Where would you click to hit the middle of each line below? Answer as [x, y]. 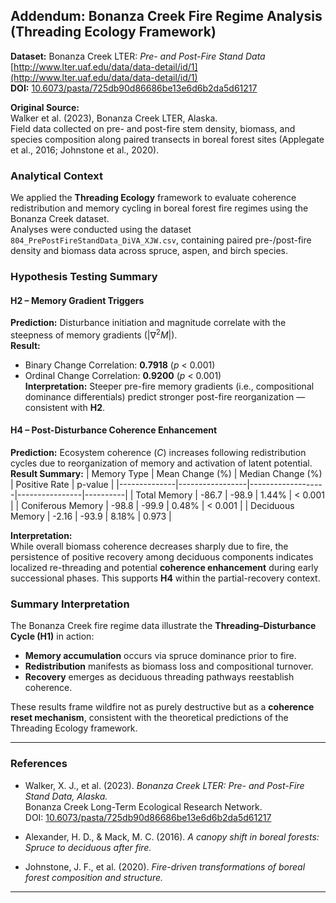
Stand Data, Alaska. [66, 796]
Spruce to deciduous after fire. [88, 847]
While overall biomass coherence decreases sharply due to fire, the [149, 546]
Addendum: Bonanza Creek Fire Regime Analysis [166, 16]
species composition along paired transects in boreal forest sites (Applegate [167, 139]
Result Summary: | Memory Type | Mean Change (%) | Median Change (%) [166, 474]
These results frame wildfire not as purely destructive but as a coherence [162, 707]
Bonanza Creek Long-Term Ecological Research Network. [143, 806]
